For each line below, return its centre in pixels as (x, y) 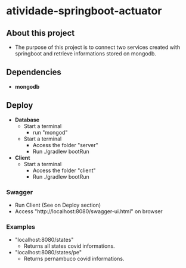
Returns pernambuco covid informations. (74, 259)
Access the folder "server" (65, 145)
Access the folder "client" (64, 170)
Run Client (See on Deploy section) (58, 205)
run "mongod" (50, 132)
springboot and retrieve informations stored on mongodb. (86, 54)
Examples (21, 226)
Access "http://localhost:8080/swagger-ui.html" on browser (89, 211)
